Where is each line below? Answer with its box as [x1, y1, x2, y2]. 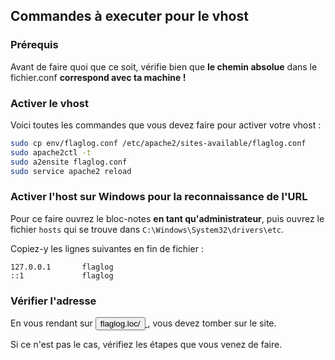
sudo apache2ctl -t [10, 147, 92, 158]
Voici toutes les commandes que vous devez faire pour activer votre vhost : [10, 119, 322, 131]
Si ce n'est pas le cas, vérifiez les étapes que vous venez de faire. [10, 339, 283, 351]
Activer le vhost [10, 96, 89, 110]
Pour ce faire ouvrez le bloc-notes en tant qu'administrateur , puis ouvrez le [10, 212, 325, 224]
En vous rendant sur [10, 317, 93, 329]
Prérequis [10, 38, 59, 52]
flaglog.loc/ [99, 319, 141, 329]
